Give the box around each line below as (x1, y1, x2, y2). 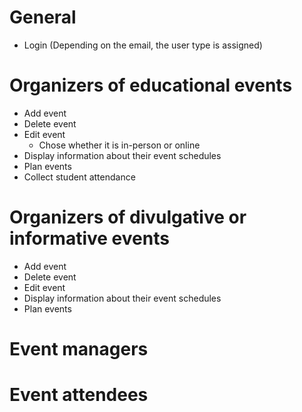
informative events (9, 227, 170, 250)
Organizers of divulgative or (9, 206, 247, 229)
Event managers (9, 338, 149, 360)
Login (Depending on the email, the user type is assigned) (23, 39, 263, 51)
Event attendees (9, 384, 149, 406)
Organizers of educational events (9, 74, 293, 97)
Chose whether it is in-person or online (38, 139, 201, 151)
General (9, 6, 77, 29)
